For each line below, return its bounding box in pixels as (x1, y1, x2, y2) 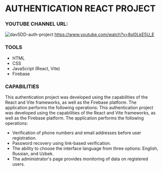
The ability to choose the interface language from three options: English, (12, 145, 159, 151)
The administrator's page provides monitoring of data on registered (12, 156, 148, 162)
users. (12, 161, 25, 167)
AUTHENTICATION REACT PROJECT (5, 3, 156, 14)
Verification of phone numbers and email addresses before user (12, 130, 141, 136)
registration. (12, 135, 37, 141)
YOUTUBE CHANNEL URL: (5, 21, 69, 28)
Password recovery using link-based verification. (12, 141, 111, 146)
